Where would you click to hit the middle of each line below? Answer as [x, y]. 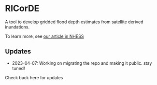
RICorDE [22, 8]
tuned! [18, 68]
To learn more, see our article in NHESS [44, 36]
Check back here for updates [34, 77]
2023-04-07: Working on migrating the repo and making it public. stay [82, 63]
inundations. [17, 27]
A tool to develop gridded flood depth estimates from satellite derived [74, 22]
